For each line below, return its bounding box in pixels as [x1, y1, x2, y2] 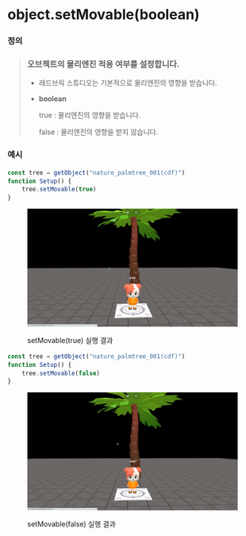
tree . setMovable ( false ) [21, 369, 101, 377]
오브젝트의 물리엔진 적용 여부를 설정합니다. [26, 59, 180, 70]
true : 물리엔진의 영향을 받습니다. [38, 110, 141, 120]
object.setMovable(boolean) [7, 6, 200, 24]
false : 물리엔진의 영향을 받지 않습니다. [38, 127, 159, 137]
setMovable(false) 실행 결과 [27, 519, 116, 529]
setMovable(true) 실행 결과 [27, 335, 113, 345]
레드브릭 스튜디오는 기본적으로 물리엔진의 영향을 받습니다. [38, 78, 217, 88]
